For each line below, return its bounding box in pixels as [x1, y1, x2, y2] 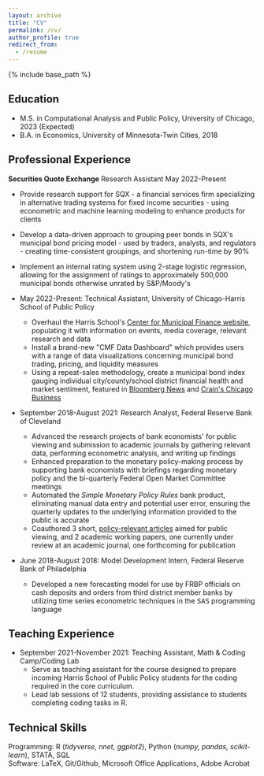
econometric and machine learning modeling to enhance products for [19, 206, 246, 215]
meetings [31, 481, 62, 491]
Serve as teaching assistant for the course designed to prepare [31, 665, 237, 674]
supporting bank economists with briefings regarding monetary [31, 465, 237, 474]
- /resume [15, 48, 47, 56]
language [31, 604, 62, 614]
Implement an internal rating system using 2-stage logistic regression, [19, 262, 247, 271]
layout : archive [8, 11, 61, 20]
